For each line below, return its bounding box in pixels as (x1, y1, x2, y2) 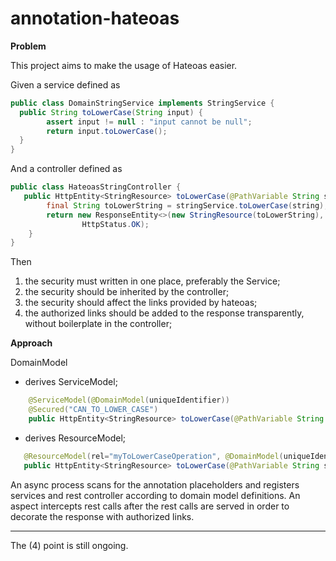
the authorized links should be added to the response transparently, (24, 307, 305, 319)
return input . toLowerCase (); (46, 126, 168, 136)
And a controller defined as (10, 163, 123, 175)
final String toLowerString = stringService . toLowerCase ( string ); (46, 200, 329, 211)
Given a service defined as (10, 78, 121, 91)
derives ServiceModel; (24, 376, 118, 388)
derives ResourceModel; (24, 432, 127, 444)
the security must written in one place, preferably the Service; (24, 275, 281, 287)
